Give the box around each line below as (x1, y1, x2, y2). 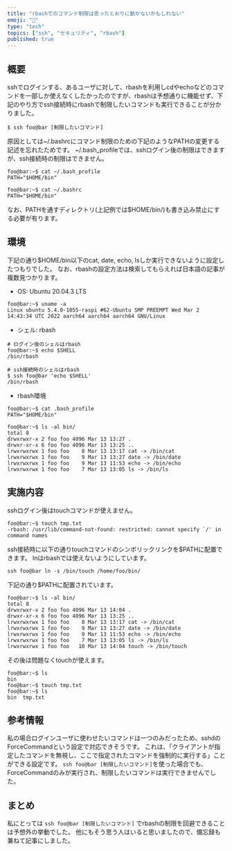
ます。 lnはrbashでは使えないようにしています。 (12, 553, 150, 562)
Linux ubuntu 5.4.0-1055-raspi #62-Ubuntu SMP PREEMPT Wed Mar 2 (7, 306, 199, 314)
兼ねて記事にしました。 (7, 836, 74, 845)
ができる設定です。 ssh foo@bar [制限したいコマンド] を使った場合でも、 (7, 760, 208, 769)
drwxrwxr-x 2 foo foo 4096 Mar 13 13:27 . (7, 436, 132, 442)
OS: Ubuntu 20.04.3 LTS (17, 287, 87, 295)
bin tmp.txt (7, 694, 45, 701)
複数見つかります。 (7, 273, 62, 281)
